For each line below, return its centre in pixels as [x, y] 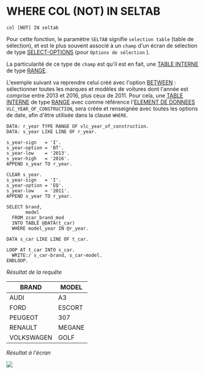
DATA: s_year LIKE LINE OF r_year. [52, 131]
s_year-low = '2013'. [38, 153]
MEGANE [71, 327]
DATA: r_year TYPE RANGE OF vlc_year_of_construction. [78, 126]
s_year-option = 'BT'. [35, 148]
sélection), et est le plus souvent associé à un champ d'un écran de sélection [102, 45]
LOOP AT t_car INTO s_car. [41, 250]
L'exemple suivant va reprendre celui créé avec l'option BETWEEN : [91, 82]
